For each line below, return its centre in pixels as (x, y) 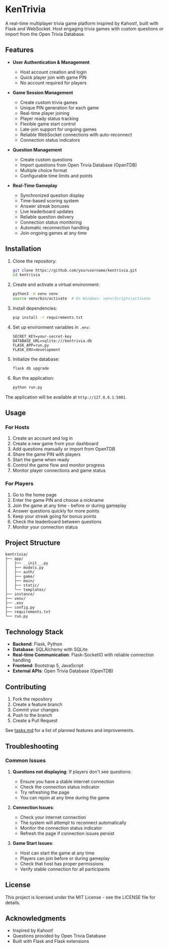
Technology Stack (34, 632)
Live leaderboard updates (47, 211)
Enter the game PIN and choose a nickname (58, 500)
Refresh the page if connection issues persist (67, 833)
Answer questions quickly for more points (56, 511)
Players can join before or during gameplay (65, 858)
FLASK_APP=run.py (31, 345)
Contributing (26, 687)
